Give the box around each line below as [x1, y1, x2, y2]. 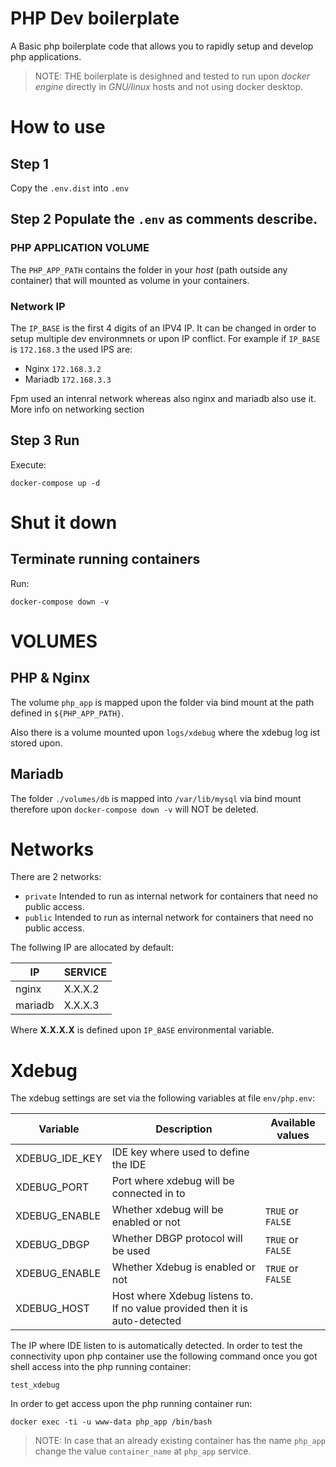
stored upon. [10, 737, 63, 749]
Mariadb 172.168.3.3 [24, 373, 112, 385]
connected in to [111, 1187, 186, 1201]
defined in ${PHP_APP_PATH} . [10, 707, 125, 719]
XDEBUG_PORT [15, 1180, 90, 1194]
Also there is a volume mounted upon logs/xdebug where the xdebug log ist [10, 726, 321, 738]
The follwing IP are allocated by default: [10, 942, 174, 954]
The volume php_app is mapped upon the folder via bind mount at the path [10, 696, 315, 708]
